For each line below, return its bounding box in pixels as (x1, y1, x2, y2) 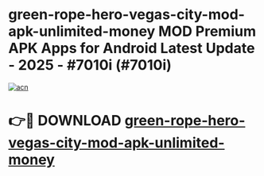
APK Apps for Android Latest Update (8, 40, 255, 57)
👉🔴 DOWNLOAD (8, 112, 122, 130)
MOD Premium (158, 22, 257, 40)
